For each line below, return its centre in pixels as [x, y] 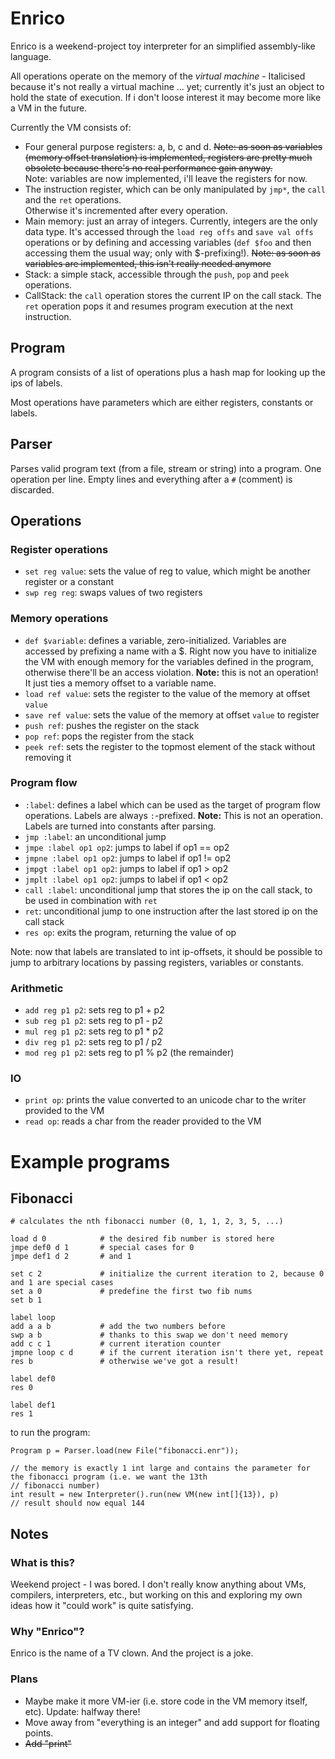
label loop [33, 1318]
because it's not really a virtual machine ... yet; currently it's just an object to [167, 86]
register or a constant [69, 582]
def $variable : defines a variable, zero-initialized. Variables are [155, 640]
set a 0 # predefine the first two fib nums [131, 1292]
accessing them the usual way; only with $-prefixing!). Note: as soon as [172, 253]
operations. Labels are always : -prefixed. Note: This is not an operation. [173, 815]
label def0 [33, 1379]
